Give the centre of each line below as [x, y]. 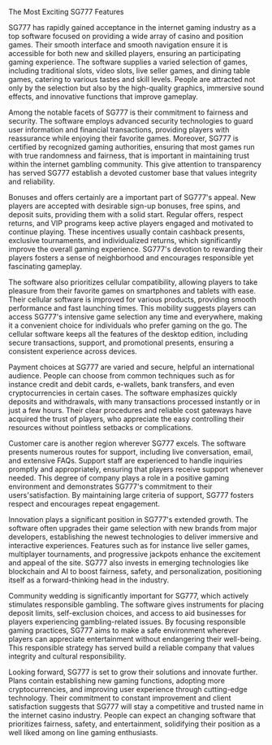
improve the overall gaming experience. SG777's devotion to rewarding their [136, 249]
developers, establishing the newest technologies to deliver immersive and [133, 537]
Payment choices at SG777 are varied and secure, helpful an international [132, 367]
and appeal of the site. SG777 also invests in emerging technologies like [129, 563]
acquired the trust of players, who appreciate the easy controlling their [127, 419]
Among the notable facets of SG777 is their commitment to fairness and [129, 112]
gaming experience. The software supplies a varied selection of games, [128, 62]
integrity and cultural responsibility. [67, 656]
